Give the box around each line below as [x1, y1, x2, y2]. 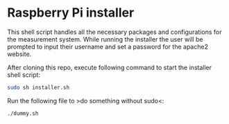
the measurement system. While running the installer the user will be [7, 35, 203, 43]
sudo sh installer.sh [7, 84, 70, 91]
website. [7, 50, 32, 58]
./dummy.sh [7, 109, 39, 117]
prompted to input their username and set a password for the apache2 [7, 42, 208, 51]
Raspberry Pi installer [7, 5, 135, 21]
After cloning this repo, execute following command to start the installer [7, 63, 212, 71]
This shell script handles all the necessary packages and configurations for [7, 28, 222, 36]
